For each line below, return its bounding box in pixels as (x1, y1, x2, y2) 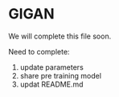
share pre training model (19, 71, 102, 80)
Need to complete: (8, 46, 70, 56)
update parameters (19, 62, 84, 72)
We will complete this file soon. (8, 31, 112, 41)
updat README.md (19, 79, 84, 89)
